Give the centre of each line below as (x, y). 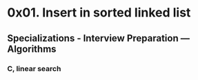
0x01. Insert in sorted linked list (99, 13)
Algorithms (32, 49)
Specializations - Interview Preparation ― (98, 38)
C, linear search (34, 68)
